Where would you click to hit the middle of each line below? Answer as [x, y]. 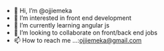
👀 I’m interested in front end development [73, 18]
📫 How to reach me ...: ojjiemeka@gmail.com [78, 40]
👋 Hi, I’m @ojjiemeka [43, 11]
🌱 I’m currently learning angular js [62, 25]
